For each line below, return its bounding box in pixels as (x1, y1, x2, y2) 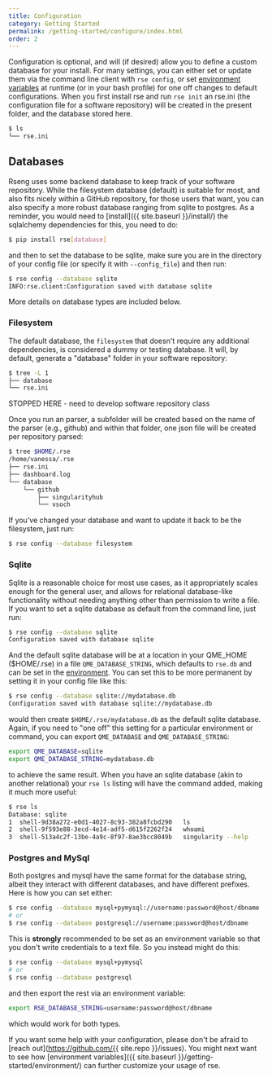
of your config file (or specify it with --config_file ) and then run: (8, 258, 227, 269)
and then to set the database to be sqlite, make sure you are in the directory (8, 250, 262, 260)
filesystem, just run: (8, 524, 75, 534)
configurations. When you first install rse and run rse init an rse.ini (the (8, 91, 251, 102)
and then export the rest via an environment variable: (8, 988, 186, 998)
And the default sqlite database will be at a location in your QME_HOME (8, 650, 248, 660)
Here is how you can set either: (8, 888, 113, 898)
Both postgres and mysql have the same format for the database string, (8, 871, 248, 881)
